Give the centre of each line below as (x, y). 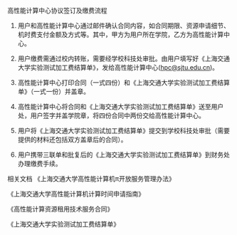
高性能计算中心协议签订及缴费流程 (57, 10)
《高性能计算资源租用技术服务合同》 (60, 209)
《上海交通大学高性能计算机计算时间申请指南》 (76, 194)
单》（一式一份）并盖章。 (54, 92)
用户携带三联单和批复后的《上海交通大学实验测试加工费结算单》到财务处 (123, 155)
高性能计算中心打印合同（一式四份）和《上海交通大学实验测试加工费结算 (123, 83)
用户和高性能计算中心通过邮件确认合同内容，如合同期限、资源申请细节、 (123, 26)
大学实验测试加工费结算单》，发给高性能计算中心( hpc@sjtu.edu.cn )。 (118, 67)
